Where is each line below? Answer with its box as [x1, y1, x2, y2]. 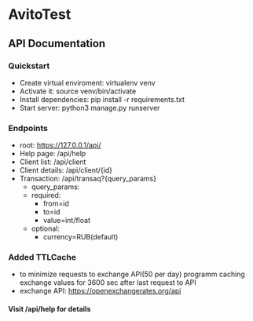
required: [31, 191, 61, 200]
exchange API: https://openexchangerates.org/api [19, 286, 181, 296]
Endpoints [8, 122, 49, 133]
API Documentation [8, 37, 106, 50]
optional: [31, 224, 60, 233]
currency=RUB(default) [42, 232, 119, 242]
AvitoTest [8, 5, 71, 24]
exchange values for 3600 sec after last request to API [19, 278, 196, 287]
